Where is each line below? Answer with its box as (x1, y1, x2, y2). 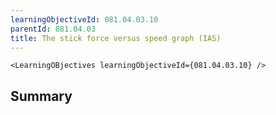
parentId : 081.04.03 (10, 24, 97, 34)
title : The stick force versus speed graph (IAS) (10, 33, 222, 43)
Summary (10, 87, 73, 105)
